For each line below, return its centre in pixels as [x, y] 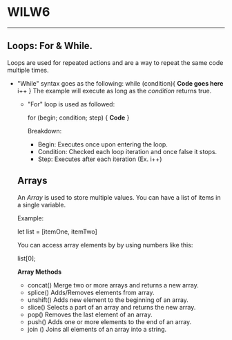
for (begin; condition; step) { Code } [78, 117]
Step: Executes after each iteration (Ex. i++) [100, 159]
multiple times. [28, 70]
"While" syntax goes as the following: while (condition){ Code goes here [120, 83]
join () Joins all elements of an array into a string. [97, 329]
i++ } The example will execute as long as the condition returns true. [114, 91]
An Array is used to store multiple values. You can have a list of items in [119, 197]
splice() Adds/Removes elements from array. [91, 292]
